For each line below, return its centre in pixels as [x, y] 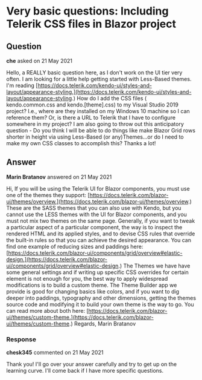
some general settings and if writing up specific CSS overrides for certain [97, 272]
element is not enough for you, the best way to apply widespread [87, 278]
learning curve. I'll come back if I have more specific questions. [85, 371]
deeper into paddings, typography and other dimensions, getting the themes [101, 298]
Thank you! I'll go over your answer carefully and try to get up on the [91, 364]
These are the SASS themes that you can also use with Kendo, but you [94, 208]
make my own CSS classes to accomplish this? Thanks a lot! [81, 143]
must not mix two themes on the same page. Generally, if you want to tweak [101, 221]
